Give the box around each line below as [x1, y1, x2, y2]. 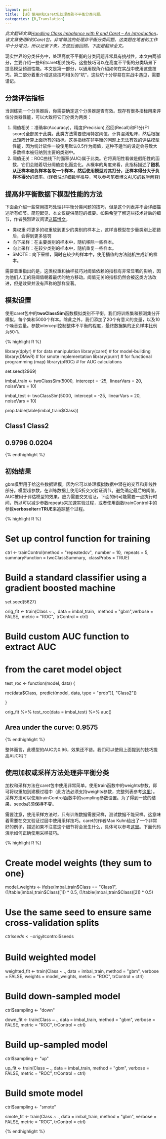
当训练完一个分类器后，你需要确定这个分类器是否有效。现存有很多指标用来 [5, 108, 157, 114]
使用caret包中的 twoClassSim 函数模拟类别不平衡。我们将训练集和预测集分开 [5, 310, 161, 316]
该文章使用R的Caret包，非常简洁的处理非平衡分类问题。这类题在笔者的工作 [5, 37, 158, 42]
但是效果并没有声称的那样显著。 [13, 280, 79, 286]
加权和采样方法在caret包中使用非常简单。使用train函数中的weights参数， [5, 783, 153, 788]
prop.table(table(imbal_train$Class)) [5, 407, 79, 413]
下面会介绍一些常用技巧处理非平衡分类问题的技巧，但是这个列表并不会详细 [5, 204, 157, 210]
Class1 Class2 [5, 422, 49, 430]
